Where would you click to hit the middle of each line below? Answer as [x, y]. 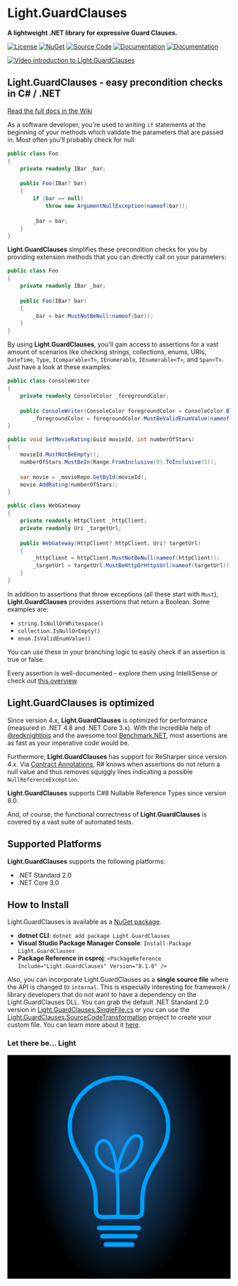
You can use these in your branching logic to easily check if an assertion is [116, 652]
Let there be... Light [42, 1043]
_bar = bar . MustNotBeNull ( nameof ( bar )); [93, 316]
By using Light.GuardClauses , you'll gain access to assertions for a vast [113, 344]
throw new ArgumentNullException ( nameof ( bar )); [117, 206]
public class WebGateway [44, 506]
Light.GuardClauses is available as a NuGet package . [84, 922]
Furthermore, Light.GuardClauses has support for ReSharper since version [117, 756]
